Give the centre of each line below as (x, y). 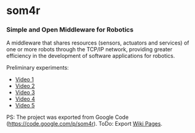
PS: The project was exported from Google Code (68, 117)
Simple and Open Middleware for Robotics (70, 30)
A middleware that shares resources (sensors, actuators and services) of (98, 43)
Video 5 (25, 106)
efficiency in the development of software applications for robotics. (91, 56)
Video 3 (25, 93)
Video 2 (25, 86)
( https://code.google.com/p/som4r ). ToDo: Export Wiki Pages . (84, 124)
